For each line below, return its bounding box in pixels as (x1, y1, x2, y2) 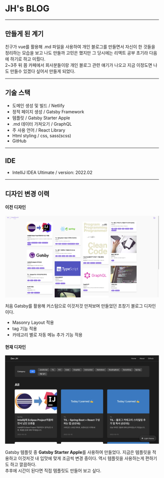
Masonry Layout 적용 (12, 319, 54, 325)
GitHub (12, 138, 27, 144)
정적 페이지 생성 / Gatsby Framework (12, 108, 84, 114)
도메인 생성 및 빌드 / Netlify (12, 103, 65, 108)
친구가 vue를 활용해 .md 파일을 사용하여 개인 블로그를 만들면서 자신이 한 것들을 (5, 44, 155, 50)
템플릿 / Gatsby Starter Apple (12, 115, 70, 121)
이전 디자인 (5, 204, 26, 210)
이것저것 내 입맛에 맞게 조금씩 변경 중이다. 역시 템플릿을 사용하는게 (18, 455, 144, 461)
